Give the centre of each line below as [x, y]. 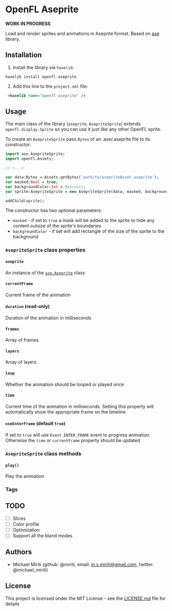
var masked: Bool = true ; [32, 182]
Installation [24, 55]
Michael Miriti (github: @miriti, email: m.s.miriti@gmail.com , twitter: [83, 564]
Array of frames [22, 340]
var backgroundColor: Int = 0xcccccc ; [46, 187]
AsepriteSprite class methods [44, 453]
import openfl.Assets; [29, 159]
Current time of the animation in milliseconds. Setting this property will [80, 406]
